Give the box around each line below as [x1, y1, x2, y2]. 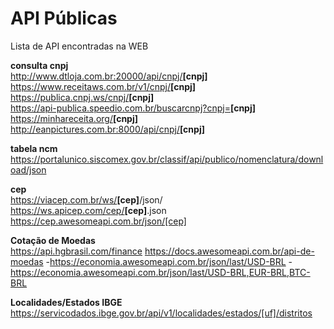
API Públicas [10, 7, 118, 30]
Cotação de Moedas [10, 234, 96, 246]
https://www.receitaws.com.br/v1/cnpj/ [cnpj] [10, 80, 197, 92]
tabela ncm [10, 142, 58, 154]
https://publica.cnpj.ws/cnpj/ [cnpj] [10, 91, 155, 103]
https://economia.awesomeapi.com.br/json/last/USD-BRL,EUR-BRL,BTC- [10, 266, 311, 278]
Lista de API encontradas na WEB [10, 40, 149, 52]
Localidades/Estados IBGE [10, 296, 123, 308]
